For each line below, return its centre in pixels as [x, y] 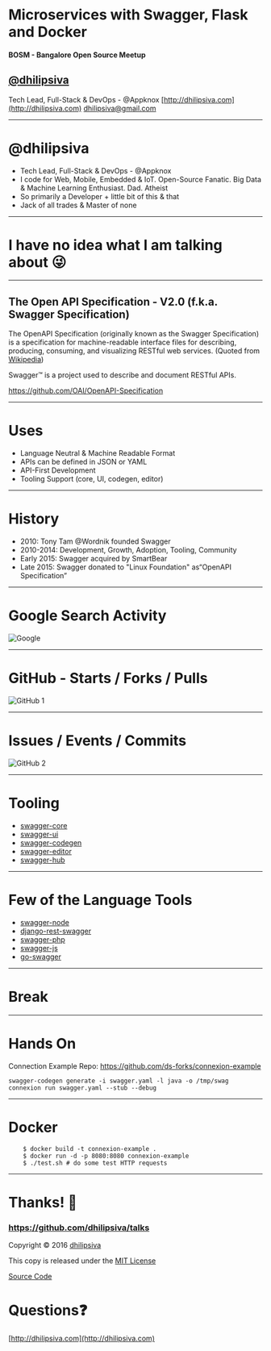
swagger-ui [39, 834]
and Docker [48, 32]
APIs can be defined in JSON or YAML [83, 462]
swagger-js [39, 948]
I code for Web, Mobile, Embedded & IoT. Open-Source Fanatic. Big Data [141, 179]
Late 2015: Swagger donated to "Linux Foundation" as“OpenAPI [126, 567]
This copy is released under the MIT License [82, 1261]
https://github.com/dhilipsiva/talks [79, 1228]
